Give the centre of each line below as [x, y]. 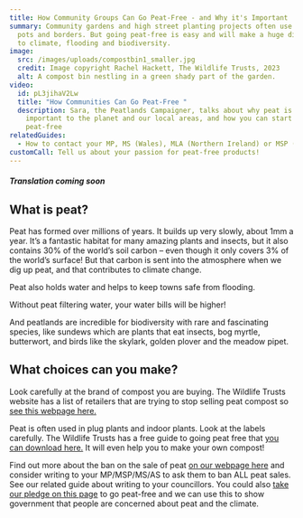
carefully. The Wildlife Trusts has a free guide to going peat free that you [144, 438]
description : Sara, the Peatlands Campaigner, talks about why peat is [155, 110]
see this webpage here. [53, 410]
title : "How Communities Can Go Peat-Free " [102, 102]
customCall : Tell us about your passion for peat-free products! [134, 152]
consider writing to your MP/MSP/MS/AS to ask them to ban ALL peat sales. [150, 475]
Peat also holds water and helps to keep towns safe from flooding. [132, 287]
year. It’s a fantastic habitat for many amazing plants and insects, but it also [149, 241]
